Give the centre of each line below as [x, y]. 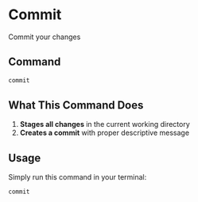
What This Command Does [76, 105]
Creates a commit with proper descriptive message [104, 133]
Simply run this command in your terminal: [78, 177]
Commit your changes [45, 37]
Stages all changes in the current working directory [105, 125]
